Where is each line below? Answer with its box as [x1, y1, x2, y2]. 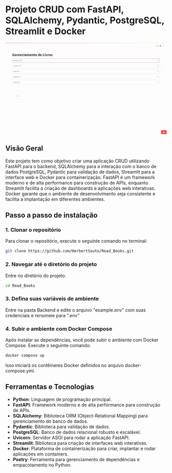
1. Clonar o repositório [5, 226, 61, 233]
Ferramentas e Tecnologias [5, 383, 95, 391]
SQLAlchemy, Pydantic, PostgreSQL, [5, 14, 165, 26]
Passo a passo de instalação [5, 211, 98, 220]
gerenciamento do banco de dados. [12, 418, 89, 424]
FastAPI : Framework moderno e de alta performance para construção [12, 402, 160, 408]
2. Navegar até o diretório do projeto [5, 261, 97, 268]
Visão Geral [5, 144, 44, 153]
